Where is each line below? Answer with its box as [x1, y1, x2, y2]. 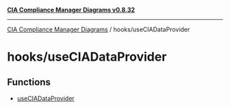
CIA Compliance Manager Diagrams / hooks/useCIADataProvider [7, 25, 190, 33]
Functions [7, 76, 51, 88]
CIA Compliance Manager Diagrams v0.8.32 [7, 6, 136, 14]
